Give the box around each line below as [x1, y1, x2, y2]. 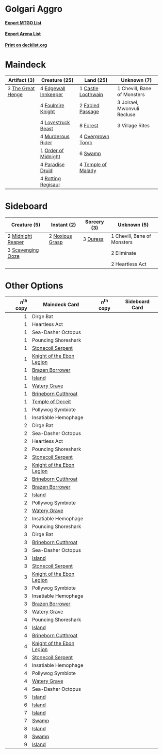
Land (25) [84, 76, 108, 83]
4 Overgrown [79, 133, 110, 140]
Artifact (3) [8, 76, 35, 83]
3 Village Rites [117, 122, 150, 129]
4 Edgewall [40, 85, 65, 92]
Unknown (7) [121, 76, 152, 83]
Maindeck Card [43, 301, 79, 308]
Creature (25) [41, 76, 74, 83]
